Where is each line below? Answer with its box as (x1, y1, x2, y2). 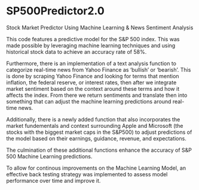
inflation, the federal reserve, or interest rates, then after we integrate (6, 79, 177, 86)
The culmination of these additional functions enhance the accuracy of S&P (6, 146, 192, 154)
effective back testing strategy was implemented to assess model (6, 170, 168, 177)
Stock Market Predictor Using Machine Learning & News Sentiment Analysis (6, 24, 194, 31)
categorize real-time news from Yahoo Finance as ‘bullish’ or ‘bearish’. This (6, 66, 191, 73)
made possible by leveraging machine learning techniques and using (6, 42, 176, 49)
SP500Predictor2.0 (6, 4, 105, 18)
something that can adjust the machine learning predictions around (6, 97, 172, 105)
